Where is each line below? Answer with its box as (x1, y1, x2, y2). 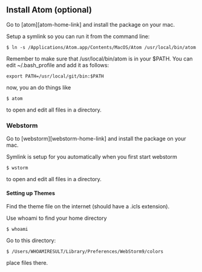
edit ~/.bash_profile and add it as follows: (6, 61, 109, 68)
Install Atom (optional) (6, 5, 93, 15)
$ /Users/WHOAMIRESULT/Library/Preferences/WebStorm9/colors (6, 248, 164, 255)
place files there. (6, 259, 48, 267)
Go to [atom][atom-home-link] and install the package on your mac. (6, 21, 175, 28)
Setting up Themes (6, 189, 56, 196)
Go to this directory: (6, 237, 56, 244)
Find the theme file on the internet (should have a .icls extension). (6, 203, 170, 210)
